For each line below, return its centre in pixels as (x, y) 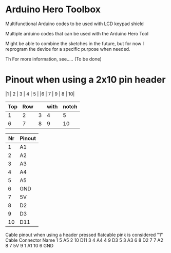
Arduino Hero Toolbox (53, 9)
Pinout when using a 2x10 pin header (85, 80)
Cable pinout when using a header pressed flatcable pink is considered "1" (84, 235)
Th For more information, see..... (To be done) (53, 59)
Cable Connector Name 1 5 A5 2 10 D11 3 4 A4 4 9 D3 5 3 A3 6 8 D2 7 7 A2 (84, 240)
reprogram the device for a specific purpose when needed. (68, 49)
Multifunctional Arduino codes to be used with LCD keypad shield (74, 24)
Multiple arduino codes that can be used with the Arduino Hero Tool (77, 33)
